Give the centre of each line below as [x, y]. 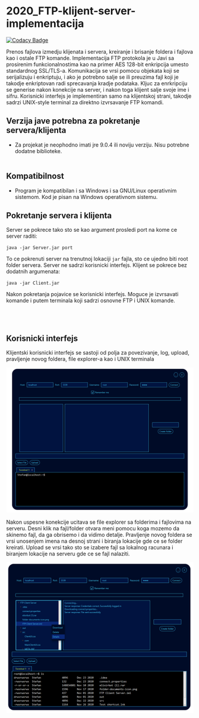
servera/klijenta [36, 130]
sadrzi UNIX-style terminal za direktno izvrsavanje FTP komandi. [85, 102]
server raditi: [22, 236]
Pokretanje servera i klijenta [59, 215]
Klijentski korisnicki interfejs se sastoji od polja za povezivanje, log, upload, [98, 353]
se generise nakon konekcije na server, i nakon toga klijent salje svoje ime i [98, 89]
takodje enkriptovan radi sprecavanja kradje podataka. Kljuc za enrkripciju [97, 83]
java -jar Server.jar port [40, 248]
